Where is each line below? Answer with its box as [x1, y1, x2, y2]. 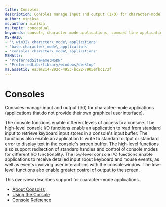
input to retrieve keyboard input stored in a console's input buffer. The [5, 130, 148, 136]
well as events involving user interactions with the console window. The [5, 161, 151, 167]
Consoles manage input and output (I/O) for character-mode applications [5, 104, 154, 110]
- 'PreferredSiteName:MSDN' [5, 58, 63, 63]
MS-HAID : [5, 35, 23, 40]
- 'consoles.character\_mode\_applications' [5, 49, 98, 53]
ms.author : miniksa [5, 21, 45, 26]
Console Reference [12, 197, 52, 203]
